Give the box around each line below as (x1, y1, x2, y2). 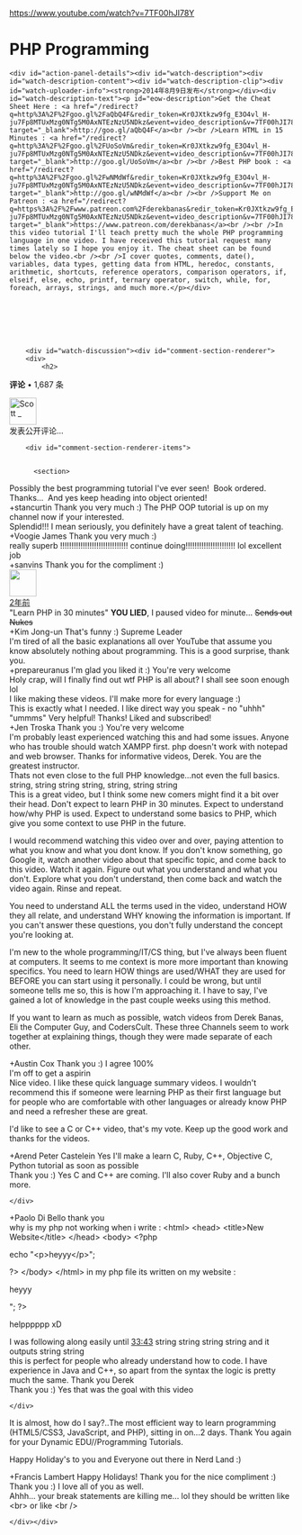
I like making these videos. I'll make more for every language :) (9, 693, 241, 704)
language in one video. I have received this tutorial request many (9, 236, 271, 245)
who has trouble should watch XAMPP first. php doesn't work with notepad (9, 740, 289, 751)
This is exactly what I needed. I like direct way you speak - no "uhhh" (9, 703, 266, 713)
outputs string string (9, 1346, 85, 1357)
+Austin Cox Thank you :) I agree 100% (9, 1058, 155, 1068)
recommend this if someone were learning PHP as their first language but (9, 1086, 281, 1097)
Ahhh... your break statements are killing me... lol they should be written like (9, 1490, 290, 1501)
